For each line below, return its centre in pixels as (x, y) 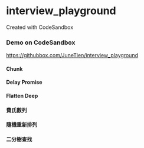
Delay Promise (24, 82)
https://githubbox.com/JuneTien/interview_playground (72, 55)
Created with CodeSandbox (40, 27)
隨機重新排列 (22, 124)
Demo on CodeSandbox (41, 42)
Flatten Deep (22, 96)
